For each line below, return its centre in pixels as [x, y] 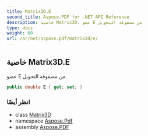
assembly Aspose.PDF [42, 127]
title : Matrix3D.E [29, 11]
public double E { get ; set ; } [45, 87]
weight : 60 [20, 33]
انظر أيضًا [18, 102]
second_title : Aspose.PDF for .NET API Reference [68, 17]
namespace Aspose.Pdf [44, 121]
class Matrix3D [33, 114]
